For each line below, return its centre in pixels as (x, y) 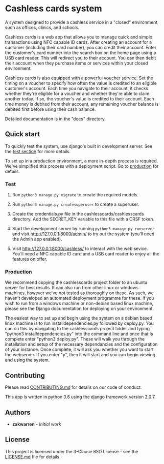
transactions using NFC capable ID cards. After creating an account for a (79, 42)
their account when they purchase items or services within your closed (77, 63)
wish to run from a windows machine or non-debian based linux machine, (79, 304)
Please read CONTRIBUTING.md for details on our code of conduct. (73, 387)
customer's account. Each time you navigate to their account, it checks (77, 88)
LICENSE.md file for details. (33, 457)
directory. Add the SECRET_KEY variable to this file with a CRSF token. (83, 219)
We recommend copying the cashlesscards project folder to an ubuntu (76, 282)
